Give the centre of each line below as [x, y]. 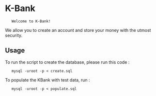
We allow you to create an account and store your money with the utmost [78, 30]
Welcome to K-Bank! [31, 21]
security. [14, 35]
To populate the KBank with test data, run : [48, 80]
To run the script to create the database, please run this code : [67, 62]
